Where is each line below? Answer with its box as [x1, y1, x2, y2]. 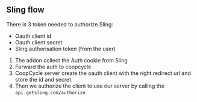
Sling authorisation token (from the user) [14, 45, 116, 52]
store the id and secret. [14, 76, 73, 83]
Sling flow [6, 5, 45, 15]
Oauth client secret [14, 38, 63, 46]
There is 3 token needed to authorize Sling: [6, 20, 113, 28]
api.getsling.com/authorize [14, 89, 86, 95]
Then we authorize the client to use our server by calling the [14, 82, 164, 89]
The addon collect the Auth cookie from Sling [14, 56, 128, 64]
